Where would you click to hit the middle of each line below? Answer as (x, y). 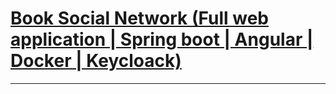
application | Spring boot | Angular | (162, 39)
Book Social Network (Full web (139, 18)
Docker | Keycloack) (96, 61)
